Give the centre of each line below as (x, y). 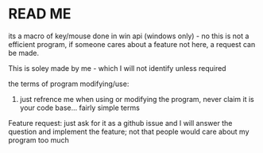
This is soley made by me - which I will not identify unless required (117, 68)
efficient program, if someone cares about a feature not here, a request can (132, 44)
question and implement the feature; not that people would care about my (129, 131)
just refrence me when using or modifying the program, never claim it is (137, 99)
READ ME (40, 14)
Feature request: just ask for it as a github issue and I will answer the (120, 123)
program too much (39, 139)
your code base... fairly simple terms (80, 108)
